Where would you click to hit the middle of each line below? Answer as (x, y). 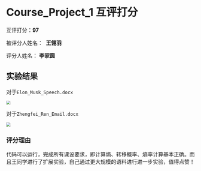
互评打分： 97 (22, 30)
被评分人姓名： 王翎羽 (34, 43)
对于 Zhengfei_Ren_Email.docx (42, 114)
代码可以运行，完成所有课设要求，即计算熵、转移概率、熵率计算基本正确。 (98, 154)
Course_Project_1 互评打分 (72, 12)
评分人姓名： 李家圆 (31, 55)
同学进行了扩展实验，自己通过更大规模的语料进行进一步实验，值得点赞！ (106, 162)
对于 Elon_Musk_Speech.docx (40, 92)
